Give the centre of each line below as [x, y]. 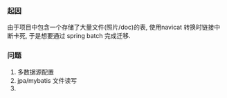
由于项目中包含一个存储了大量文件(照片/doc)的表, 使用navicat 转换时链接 [111, 27]
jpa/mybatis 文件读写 [47, 80]
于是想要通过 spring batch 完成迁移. [80, 36]
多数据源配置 [35, 72]
